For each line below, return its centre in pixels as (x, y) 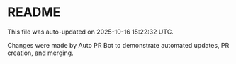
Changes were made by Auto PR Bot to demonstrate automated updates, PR (118, 45)
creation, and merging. (40, 53)
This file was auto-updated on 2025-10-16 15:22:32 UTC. (90, 32)
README (34, 12)
